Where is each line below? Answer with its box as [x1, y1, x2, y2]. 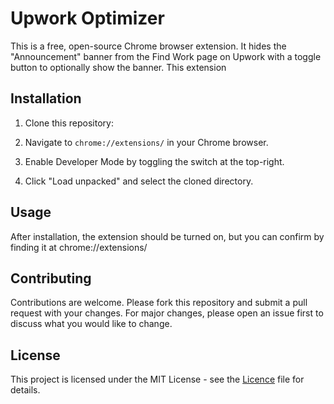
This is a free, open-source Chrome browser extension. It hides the [10, 40, 287, 52]
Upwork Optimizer [10, 7, 165, 30]
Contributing [10, 270, 92, 287]
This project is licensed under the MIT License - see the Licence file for [10, 373, 305, 386]
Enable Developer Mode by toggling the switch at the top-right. [24, 155, 285, 167]
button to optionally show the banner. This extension [10, 61, 227, 73]
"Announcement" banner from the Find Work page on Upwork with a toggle [10, 50, 322, 62]
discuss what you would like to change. [10, 318, 173, 330]
